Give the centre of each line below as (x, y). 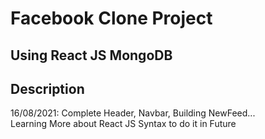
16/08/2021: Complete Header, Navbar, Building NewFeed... (133, 113)
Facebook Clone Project (111, 18)
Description (47, 88)
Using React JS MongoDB (91, 55)
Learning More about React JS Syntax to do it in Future (123, 124)
